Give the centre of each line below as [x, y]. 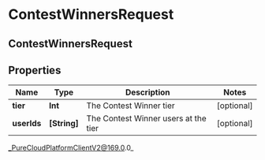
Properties [35, 70]
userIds [27, 124]
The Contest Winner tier [131, 106]
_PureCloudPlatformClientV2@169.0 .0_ [71, 148]
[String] [63, 124]
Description [148, 92]
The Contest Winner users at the [146, 118]
